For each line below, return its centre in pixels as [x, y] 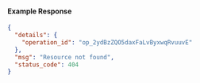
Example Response [40, 11]
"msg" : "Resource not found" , [64, 57]
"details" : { [36, 36]
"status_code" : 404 [47, 64]
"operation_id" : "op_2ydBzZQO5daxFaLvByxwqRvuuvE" [107, 42]
